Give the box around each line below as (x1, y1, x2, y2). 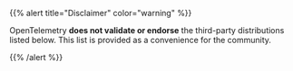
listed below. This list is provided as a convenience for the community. (9, 35, 272, 45)
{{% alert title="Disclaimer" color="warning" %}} (9, 8, 192, 18)
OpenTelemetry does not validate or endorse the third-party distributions (9, 25, 285, 35)
